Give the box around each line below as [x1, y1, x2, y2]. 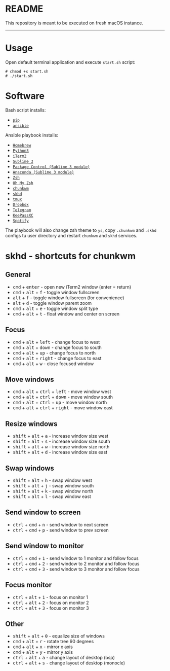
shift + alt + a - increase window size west [12, 433, 109, 439]
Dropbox [12, 202, 29, 207]
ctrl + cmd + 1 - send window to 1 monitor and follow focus [12, 555, 139, 561]
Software [5, 90, 45, 102]
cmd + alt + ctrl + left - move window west [12, 389, 111, 395]
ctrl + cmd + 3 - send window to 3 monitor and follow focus [12, 566, 140, 572]
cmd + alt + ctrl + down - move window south [12, 394, 113, 400]
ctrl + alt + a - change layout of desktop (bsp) [12, 655, 115, 661]
